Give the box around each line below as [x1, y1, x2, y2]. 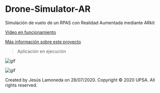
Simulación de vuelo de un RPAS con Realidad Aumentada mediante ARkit [5, 20, 155, 26]
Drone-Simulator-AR [5, 3, 91, 15]
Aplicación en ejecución [17, 48, 66, 54]
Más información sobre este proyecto [5, 38, 81, 45]
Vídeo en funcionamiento [5, 29, 57, 35]
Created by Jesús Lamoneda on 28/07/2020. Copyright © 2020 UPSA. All [5, 77, 155, 83]
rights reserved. [5, 82, 38, 88]
